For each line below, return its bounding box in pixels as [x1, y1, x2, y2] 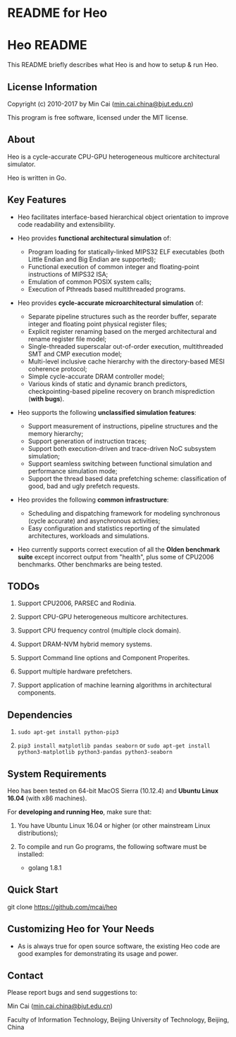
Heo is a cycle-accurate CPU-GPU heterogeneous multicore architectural [7, 152, 221, 161]
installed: [17, 850, 44, 858]
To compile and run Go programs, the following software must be [17, 843, 207, 850]
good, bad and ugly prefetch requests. [27, 481, 140, 490]
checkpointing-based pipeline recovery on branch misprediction [27, 387, 215, 395]
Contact [7, 970, 44, 982]
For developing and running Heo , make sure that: [7, 808, 152, 816]
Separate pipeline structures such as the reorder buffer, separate [27, 312, 217, 321]
